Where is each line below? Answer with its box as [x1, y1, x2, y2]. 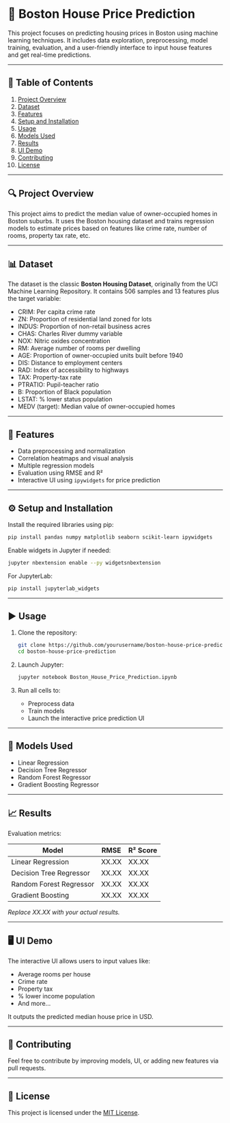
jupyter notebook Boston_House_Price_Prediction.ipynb [17, 674, 177, 681]
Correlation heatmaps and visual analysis [17, 454, 134, 462]
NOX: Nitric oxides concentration [17, 337, 111, 345]
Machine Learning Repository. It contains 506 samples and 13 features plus [8, 287, 220, 295]
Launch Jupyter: [17, 661, 64, 669]
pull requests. [8, 1064, 46, 1072]
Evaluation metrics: [8, 829, 62, 837]
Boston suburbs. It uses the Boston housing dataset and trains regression [8, 217, 214, 225]
